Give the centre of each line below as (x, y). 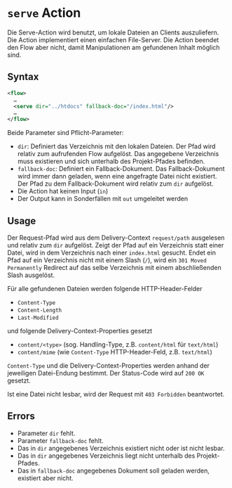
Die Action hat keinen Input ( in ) (63, 191)
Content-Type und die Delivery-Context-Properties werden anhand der (109, 365)
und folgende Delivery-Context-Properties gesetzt (80, 330)
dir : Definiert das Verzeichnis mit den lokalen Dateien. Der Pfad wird (116, 146)
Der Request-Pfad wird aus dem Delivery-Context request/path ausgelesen (116, 238)
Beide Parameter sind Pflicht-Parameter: (66, 133)
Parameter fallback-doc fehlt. (60, 440)
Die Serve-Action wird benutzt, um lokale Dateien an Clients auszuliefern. (113, 32)
